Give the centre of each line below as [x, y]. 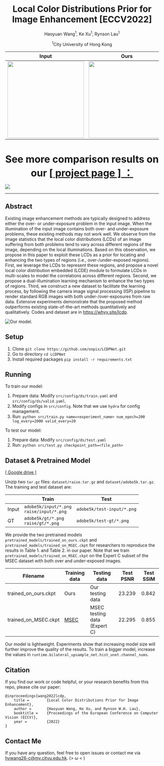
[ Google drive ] [21, 472]
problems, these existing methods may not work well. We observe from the [81, 234]
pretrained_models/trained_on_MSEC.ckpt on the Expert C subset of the [77, 556]
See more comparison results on [82, 159]
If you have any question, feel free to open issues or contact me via [73, 753]
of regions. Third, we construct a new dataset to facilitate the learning [75, 286]
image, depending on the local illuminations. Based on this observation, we [80, 249]
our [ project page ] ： [82, 173]
